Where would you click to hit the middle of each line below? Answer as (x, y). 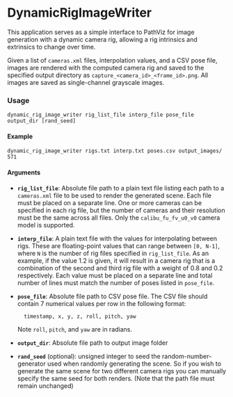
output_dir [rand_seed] (42, 121)
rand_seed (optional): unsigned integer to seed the (89, 356)
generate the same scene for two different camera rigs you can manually (122, 371)
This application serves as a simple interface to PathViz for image (101, 32)
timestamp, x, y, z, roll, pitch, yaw (80, 316)
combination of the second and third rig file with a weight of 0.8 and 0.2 (120, 268)
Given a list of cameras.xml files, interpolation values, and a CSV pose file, (112, 60)
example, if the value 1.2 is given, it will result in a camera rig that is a (116, 260)
